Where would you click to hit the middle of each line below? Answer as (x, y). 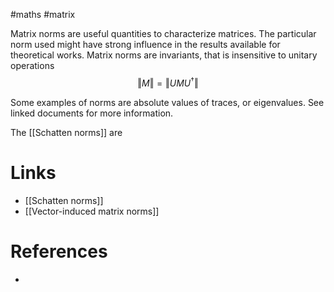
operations (32, 65)
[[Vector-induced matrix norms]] (92, 211)
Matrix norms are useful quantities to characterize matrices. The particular (163, 33)
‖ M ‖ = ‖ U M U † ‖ (168, 82)
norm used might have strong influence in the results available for (145, 44)
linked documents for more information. (92, 113)
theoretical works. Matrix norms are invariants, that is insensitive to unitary (164, 55)
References (59, 251)
